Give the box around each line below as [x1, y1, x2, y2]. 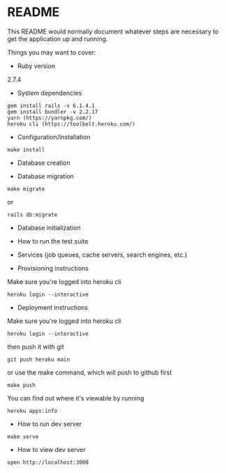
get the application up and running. [7, 34, 108, 43]
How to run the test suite [17, 236, 89, 245]
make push [7, 382, 36, 389]
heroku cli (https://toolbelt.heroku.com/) [7, 120, 136, 128]
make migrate [7, 186, 45, 193]
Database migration [17, 172, 75, 180]
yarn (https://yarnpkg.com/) [7, 114, 92, 121]
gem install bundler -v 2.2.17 [7, 108, 98, 115]
